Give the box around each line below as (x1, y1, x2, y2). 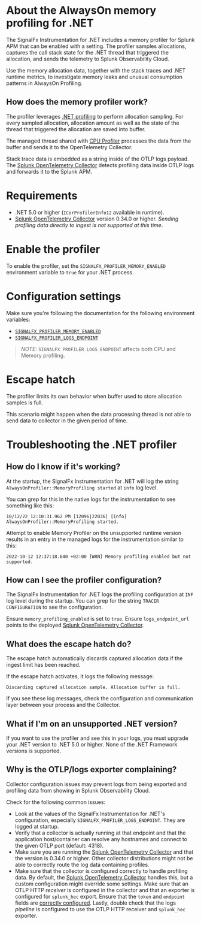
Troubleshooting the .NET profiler (6, 438, 177, 451)
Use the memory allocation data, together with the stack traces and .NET (6, 66, 186, 74)
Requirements (6, 189, 78, 202)
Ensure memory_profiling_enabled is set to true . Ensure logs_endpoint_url (6, 615, 190, 622)
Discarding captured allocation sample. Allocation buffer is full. (6, 684, 181, 691)
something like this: (6, 501, 54, 509)
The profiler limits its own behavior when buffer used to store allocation (6, 392, 182, 400)
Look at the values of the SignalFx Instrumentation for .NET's (14, 810, 166, 817)
